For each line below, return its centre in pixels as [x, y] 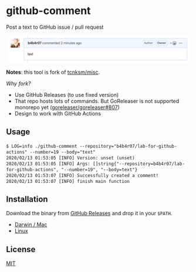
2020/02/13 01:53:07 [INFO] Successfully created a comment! [82, 175]
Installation [27, 199]
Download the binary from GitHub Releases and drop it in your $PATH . [89, 213]
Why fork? [18, 83]
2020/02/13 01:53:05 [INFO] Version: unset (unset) [70, 158]
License [21, 249]
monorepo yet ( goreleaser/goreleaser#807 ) [67, 107]
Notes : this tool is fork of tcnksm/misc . [53, 72]
